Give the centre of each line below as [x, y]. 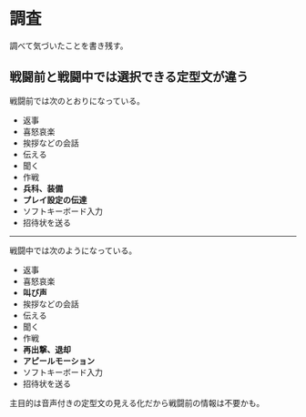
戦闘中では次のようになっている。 [73, 250]
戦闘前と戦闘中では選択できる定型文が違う [129, 77]
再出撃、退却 [46, 349]
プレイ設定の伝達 [55, 199]
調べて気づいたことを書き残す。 [69, 46]
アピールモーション [59, 361]
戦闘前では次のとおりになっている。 [77, 100]
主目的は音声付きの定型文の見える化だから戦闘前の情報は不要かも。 [137, 402]
